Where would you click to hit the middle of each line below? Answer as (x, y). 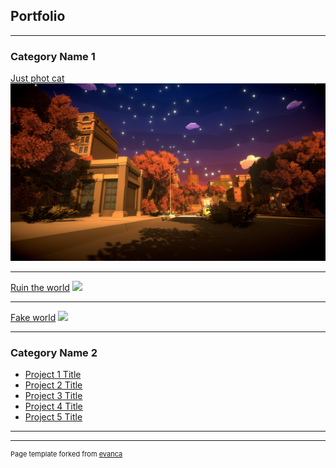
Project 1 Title (53, 374)
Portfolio (38, 16)
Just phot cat (37, 78)
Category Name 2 (54, 352)
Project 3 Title (53, 395)
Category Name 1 (53, 56)
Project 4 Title (53, 406)
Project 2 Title (53, 385)
